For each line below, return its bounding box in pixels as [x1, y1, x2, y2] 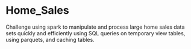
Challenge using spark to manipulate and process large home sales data [5, 23, 185, 30]
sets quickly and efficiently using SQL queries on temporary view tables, [5, 29, 186, 36]
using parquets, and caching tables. [5, 36, 95, 43]
